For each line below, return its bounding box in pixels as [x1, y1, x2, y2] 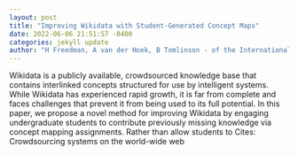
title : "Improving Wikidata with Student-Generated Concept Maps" [9, 21, 260, 30]
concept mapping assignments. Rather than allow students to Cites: [9, 127, 256, 137]
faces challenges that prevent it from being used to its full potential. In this [9, 98, 280, 109]
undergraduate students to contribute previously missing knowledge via [9, 117, 272, 128]
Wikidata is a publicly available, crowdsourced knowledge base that [9, 70, 257, 81]
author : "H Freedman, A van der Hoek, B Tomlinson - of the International [9, 46, 292, 55]
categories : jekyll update [9, 37, 109, 47]
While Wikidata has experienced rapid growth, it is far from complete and [9, 89, 277, 100]
